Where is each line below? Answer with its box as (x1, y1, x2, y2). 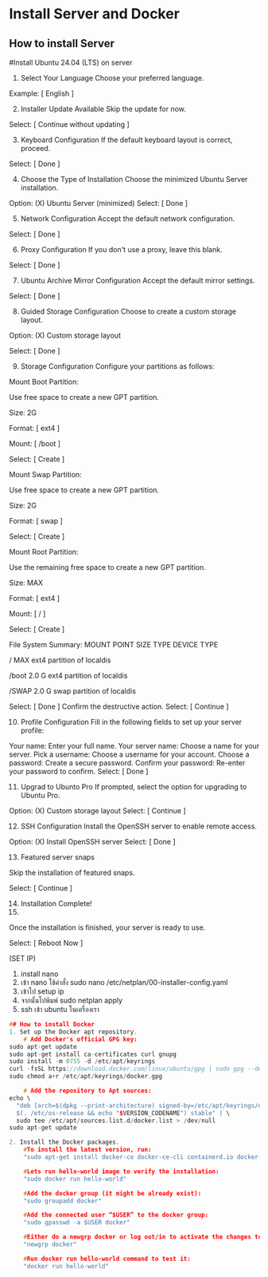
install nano (20, 969, 59, 979)
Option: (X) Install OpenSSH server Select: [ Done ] (9, 837, 176, 846)
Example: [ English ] (9, 89, 75, 98)
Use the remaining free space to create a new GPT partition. (9, 563, 206, 571)
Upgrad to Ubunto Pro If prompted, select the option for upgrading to (20, 782, 247, 791)
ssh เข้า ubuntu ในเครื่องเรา (20, 1005, 100, 1014)
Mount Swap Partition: (9, 470, 82, 479)
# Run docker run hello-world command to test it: (23, 1255, 192, 1263)
